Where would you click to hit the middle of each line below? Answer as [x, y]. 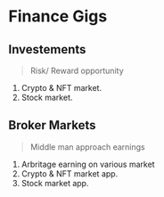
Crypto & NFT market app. [70, 173]
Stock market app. [55, 183]
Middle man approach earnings [88, 147]
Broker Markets [52, 125]
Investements [47, 49]
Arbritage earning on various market [88, 164]
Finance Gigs [58, 16]
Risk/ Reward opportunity [77, 70]
